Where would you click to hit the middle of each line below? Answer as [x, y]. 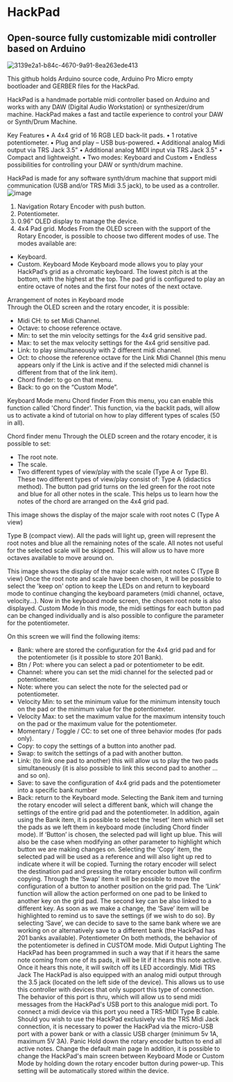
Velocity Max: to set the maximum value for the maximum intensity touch [121, 716]
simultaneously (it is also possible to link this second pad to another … [118, 768]
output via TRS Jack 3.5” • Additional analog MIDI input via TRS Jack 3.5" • [115, 150]
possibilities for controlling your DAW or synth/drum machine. [95, 165]
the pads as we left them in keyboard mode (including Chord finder [113, 827]
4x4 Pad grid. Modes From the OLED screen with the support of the [114, 229]
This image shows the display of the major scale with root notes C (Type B [113, 571]
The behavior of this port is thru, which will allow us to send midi [109, 997]
